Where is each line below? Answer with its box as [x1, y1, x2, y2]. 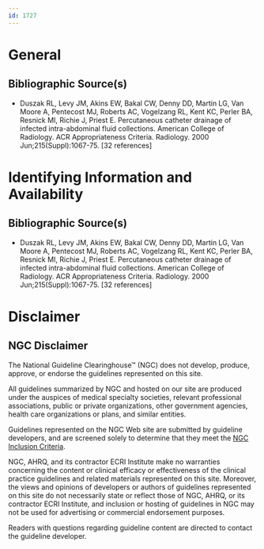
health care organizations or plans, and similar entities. [8, 409, 187, 419]
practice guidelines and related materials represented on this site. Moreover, [8, 474, 257, 483]
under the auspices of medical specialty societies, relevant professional [8, 392, 243, 401]
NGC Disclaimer [8, 339, 89, 353]
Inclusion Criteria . [8, 441, 66, 451]
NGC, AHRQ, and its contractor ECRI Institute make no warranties [8, 457, 221, 466]
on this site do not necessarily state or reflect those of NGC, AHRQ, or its [8, 490, 245, 500]
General [8, 45, 62, 63]
